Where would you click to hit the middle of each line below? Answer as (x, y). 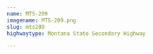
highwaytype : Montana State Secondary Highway (76, 33)
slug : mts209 (26, 27)
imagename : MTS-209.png (42, 20)
